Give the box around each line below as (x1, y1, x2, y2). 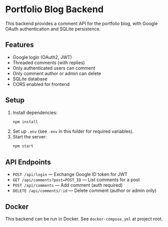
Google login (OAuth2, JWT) (12, 54, 72, 60)
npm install (12, 119, 38, 124)
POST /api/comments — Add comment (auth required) (12, 182, 123, 188)
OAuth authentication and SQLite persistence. (5, 25, 101, 32)
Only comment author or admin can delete (12, 70, 102, 76)
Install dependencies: (12, 109, 58, 116)
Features (5, 41, 34, 49)
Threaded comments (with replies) (12, 60, 85, 66)
